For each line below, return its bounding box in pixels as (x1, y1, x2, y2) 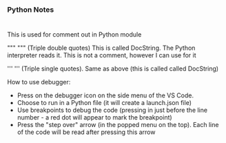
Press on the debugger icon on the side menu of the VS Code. (17, 91, 194, 99)
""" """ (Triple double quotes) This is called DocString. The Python (7, 44, 196, 53)
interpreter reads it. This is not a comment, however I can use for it (7, 51, 196, 59)
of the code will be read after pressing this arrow (17, 128, 156, 136)
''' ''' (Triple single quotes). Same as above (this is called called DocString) (7, 64, 219, 73)
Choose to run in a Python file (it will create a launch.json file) (17, 99, 192, 107)
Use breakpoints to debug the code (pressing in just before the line (17, 106, 208, 115)
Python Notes (7, 5, 54, 15)
